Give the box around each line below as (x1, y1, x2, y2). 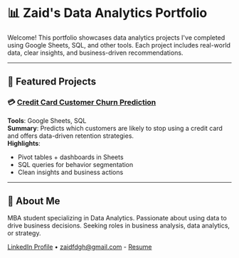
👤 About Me (7, 195, 60, 208)
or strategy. (7, 229, 41, 237)
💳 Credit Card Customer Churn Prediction (7, 97, 156, 107)
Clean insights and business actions (17, 168, 124, 176)
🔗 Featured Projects (7, 75, 97, 88)
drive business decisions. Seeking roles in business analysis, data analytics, (7, 221, 230, 230)
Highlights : (7, 139, 41, 147)
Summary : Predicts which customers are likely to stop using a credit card (7, 124, 223, 132)
